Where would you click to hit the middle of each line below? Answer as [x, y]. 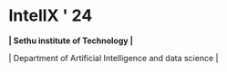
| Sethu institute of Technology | [71, 40]
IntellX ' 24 [51, 16]
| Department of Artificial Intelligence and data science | [113, 58]
